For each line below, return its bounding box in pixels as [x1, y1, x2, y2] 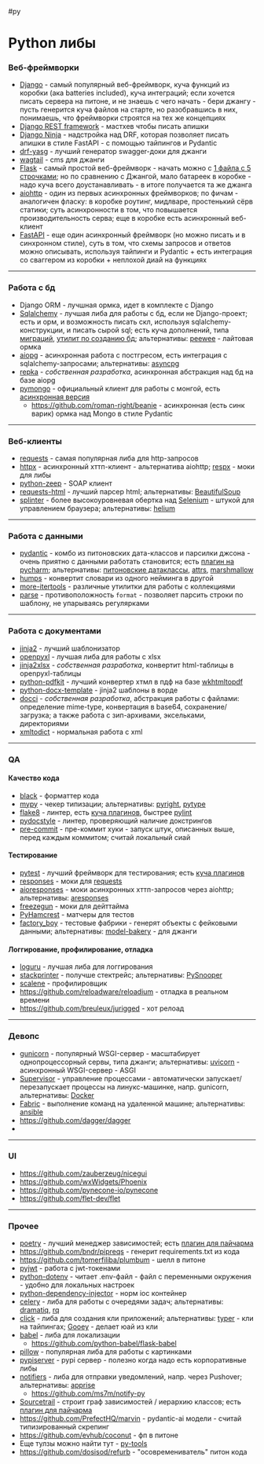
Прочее [8, 1220, 39, 1231]
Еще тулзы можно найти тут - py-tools [19, 1439, 148, 1448]
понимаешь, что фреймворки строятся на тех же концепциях [19, 113, 226, 123]
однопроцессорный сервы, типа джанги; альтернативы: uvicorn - [19, 1057, 240, 1066]
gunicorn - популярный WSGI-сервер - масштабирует [19, 1048, 200, 1058]
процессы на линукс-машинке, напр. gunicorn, [71, 1082, 229, 1092]
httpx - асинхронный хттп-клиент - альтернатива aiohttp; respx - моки [19, 462, 255, 471]
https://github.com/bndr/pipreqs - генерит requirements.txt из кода [19, 1247, 240, 1257]
